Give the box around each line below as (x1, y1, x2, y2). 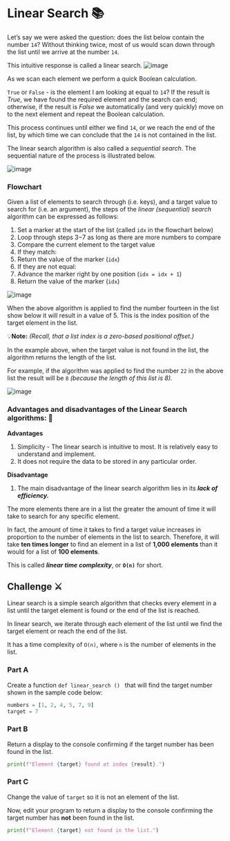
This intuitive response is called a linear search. (7, 61, 143, 69)
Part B (7, 724, 28, 734)
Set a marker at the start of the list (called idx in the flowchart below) (17, 226, 214, 234)
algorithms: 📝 (7, 413, 53, 423)
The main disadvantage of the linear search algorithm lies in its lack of (17, 484, 218, 492)
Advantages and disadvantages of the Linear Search (7, 405, 188, 415)
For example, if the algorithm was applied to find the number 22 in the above (7, 367, 224, 375)
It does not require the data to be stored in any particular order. (17, 457, 197, 465)
